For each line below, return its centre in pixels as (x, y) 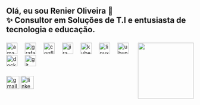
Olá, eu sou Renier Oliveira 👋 (60, 11)
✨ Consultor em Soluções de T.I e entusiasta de (96, 21)
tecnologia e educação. (51, 30)
